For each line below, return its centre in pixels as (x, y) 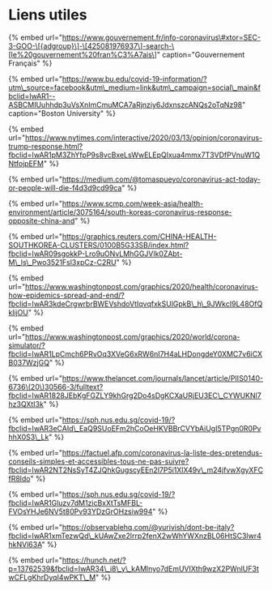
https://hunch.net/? (94, 560)
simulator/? (27, 345)
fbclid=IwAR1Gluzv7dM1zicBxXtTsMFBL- (76, 502)
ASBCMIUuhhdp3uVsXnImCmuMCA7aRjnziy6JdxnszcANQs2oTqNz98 (125, 105)
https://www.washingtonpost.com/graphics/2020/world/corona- (132, 336)
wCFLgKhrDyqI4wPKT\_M (52, 577)
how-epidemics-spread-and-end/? (67, 295)
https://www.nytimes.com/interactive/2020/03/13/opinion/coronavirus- (144, 137)
